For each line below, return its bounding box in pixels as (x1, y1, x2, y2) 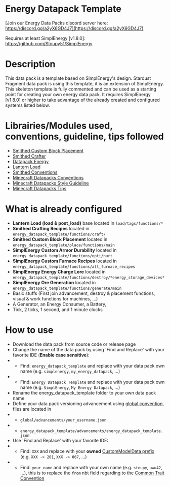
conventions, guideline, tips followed (5, 131, 164, 142)
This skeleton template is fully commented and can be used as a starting (5, 86, 157, 92)
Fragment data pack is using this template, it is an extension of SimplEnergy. (5, 80, 164, 86)
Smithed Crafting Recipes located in (12, 225, 90, 231)
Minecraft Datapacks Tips (12, 185, 67, 191)
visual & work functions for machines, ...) (12, 295, 98, 301)
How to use (5, 324, 54, 336)
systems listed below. (5, 102, 50, 108)
